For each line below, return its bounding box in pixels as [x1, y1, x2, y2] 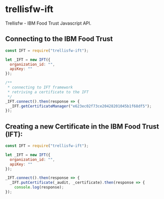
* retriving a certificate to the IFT [7, 89, 89, 94]
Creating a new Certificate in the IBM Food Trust [5, 122, 159, 131]
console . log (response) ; [14, 185, 64, 190]
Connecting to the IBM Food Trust [5, 35, 113, 43]
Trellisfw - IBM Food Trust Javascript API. [5, 20, 92, 26]
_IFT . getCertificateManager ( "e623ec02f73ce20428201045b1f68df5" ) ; [10, 104, 152, 109]
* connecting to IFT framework [7, 85, 73, 90]
